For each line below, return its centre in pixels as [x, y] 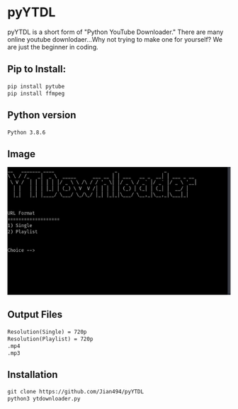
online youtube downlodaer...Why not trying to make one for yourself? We [115, 39]
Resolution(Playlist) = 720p [50, 339]
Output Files [35, 315]
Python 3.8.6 [27, 132]
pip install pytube [36, 86]
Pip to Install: [36, 69]
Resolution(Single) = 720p [47, 332]
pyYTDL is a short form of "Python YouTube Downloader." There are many [115, 32]
